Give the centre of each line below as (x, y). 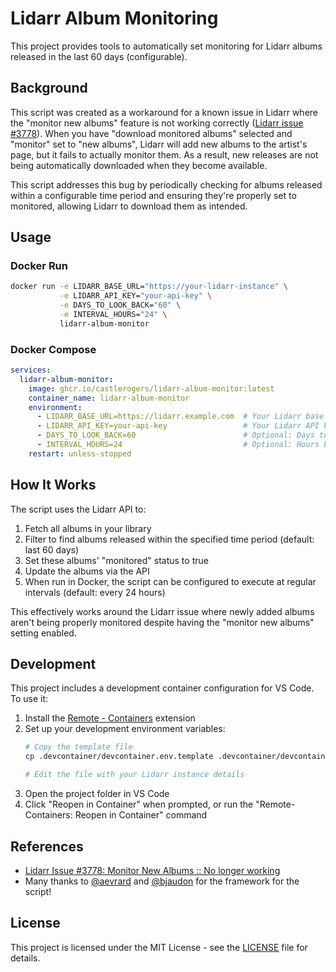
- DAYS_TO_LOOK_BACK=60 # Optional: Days (175, 435)
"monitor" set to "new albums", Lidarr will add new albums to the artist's (159, 144)
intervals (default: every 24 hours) (95, 592)
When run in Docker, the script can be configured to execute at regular (170, 581)
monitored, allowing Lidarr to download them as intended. (129, 206)
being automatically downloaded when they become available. (139, 165)
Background (49, 88)
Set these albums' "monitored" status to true (116, 560)
